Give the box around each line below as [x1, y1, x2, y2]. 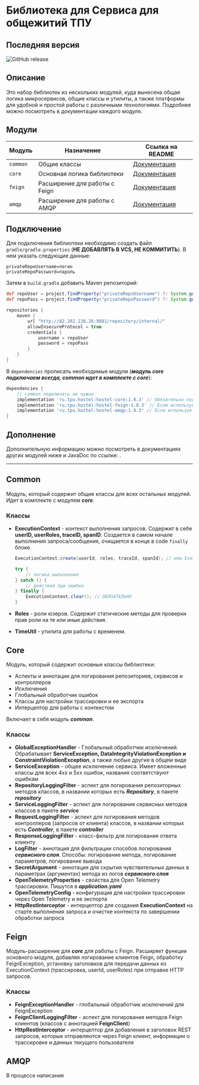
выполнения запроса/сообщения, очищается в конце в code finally [14, 537, 188, 545]
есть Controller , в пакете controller [14, 826, 104, 833]
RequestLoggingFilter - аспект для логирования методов [14, 813, 160, 820]
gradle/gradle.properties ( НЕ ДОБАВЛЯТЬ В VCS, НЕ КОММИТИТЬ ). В [6, 246, 187, 253]
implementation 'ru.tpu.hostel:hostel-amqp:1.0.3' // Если [17, 408, 166, 414]
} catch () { [14, 577, 47, 583]
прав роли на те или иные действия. [14, 617, 107, 624]
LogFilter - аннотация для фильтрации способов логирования [14, 845, 172, 852]
